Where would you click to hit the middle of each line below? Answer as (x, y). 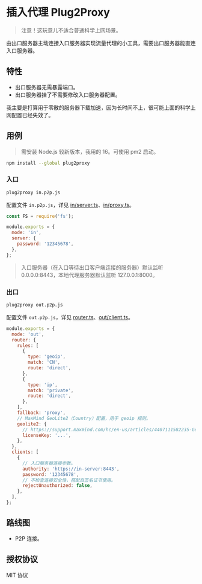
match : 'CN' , (44, 363)
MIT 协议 (17, 575)
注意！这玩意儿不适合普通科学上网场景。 (71, 30)
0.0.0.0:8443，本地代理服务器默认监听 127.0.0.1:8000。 (89, 275)
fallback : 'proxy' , (41, 413)
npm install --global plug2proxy (48, 163)
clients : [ (25, 452)
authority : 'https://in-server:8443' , (71, 469)
